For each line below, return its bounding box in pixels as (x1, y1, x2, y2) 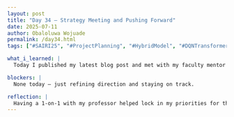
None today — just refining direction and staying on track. (13, 81, 195, 88)
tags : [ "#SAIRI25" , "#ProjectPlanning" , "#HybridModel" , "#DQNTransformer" (7, 42, 232, 49)
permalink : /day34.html (7, 36, 77, 43)
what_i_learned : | (7, 55, 61, 63)
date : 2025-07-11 (7, 23, 58, 30)
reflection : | (7, 93, 49, 100)
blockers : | (7, 74, 42, 81)
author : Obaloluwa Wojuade (7, 29, 86, 37)
